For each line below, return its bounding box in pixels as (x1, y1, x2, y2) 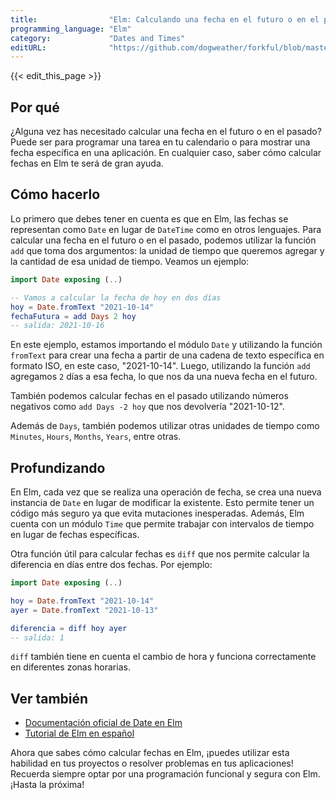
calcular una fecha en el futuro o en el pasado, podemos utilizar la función (10, 234, 317, 246)
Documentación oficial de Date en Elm (24, 717, 183, 729)
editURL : (10, 42, 47, 53)
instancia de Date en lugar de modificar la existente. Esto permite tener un (10, 497, 315, 509)
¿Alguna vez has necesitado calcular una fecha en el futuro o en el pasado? (10, 126, 322, 138)
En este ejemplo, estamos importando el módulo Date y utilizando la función (10, 339, 323, 351)
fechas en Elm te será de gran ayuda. (10, 157, 164, 170)
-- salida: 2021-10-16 (10, 321, 105, 331)
